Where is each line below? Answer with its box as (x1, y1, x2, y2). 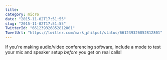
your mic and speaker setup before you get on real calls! (5, 49, 122, 55)
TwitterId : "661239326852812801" (5, 26, 75, 31)
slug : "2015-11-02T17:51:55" (5, 21, 66, 26)
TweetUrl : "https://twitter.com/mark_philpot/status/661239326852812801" (5, 30, 163, 35)
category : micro (5, 12, 39, 17)
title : (5, 7, 19, 12)
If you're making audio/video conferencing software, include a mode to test (5, 44, 161, 50)
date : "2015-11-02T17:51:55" (5, 16, 66, 21)
